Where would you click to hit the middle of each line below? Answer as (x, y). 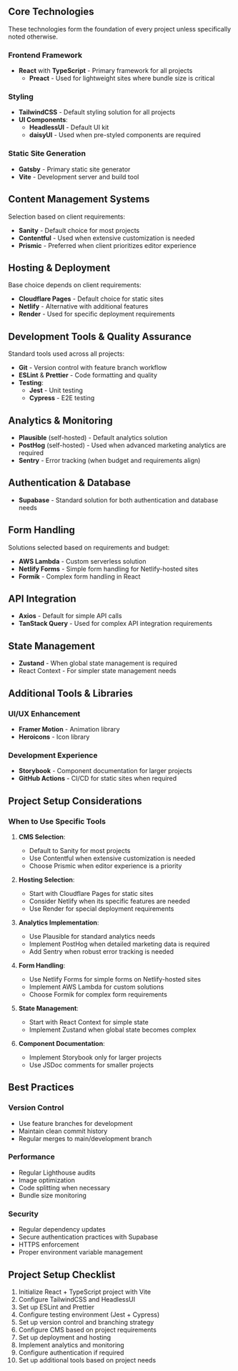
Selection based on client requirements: (67, 216)
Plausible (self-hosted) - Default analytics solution (93, 437)
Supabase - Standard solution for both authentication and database (118, 500)
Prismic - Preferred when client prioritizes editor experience (107, 245)
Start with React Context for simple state (89, 1022)
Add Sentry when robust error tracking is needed (101, 951)
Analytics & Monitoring (60, 420)
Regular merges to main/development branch (85, 1138)
